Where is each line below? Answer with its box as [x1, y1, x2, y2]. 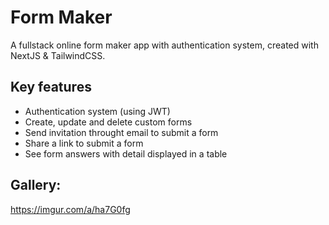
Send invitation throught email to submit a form [24, 126, 219, 138]
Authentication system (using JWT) [24, 105, 171, 117]
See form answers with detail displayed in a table [24, 147, 228, 160]
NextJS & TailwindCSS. [10, 49, 106, 61]
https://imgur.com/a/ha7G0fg [10, 203, 131, 215]
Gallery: [10, 177, 62, 194]
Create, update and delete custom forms [24, 116, 193, 128]
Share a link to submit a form [24, 137, 144, 149]
